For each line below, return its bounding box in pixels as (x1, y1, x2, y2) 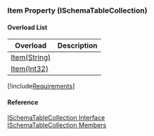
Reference (7, 97, 39, 107)
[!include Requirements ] (7, 82, 75, 90)
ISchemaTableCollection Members (7, 121, 107, 130)
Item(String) (11, 53, 51, 62)
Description (57, 41, 98, 50)
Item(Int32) (11, 64, 49, 74)
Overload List (7, 23, 48, 32)
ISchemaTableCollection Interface (7, 114, 105, 122)
